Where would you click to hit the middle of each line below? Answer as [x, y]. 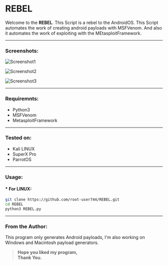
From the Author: [26, 226]
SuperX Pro [24, 154]
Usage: [14, 177]
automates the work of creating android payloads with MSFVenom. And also [84, 27]
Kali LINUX [23, 148]
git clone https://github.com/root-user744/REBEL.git [62, 199]
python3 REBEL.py [23, 209]
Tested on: [18, 138]
